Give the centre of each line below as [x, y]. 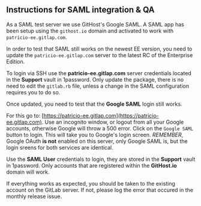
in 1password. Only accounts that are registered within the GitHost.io [91, 165]
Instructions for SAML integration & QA [80, 10]
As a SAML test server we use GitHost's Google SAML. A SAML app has [95, 24]
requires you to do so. [33, 92]
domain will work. [28, 172]
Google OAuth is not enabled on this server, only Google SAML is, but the [97, 141]
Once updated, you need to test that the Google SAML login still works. [94, 104]
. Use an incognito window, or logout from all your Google [113, 122]
